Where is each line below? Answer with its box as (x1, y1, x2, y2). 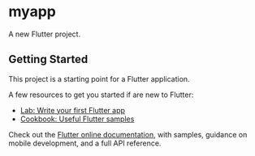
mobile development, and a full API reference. (8, 138, 162, 148)
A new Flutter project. (8, 29, 81, 39)
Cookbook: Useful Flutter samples (19, 114, 135, 124)
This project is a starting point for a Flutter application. (8, 74, 190, 83)
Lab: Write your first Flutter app (19, 105, 126, 115)
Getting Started (8, 53, 89, 66)
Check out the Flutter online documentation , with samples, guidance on (8, 129, 248, 139)
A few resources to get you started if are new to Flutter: (8, 90, 194, 99)
